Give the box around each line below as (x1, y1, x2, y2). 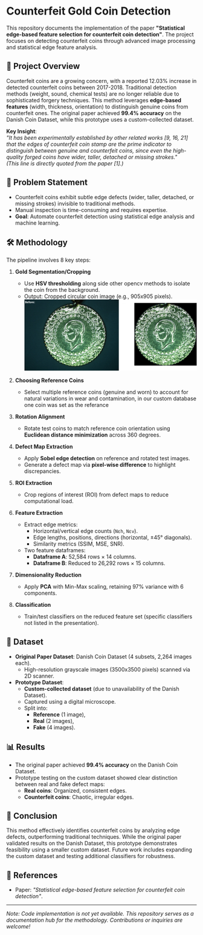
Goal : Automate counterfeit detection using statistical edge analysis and (14, 213, 195, 220)
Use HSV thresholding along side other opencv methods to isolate (24, 280, 190, 287)
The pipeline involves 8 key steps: (6, 256, 91, 264)
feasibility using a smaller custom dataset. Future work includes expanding (6, 846, 192, 853)
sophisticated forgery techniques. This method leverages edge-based (6, 96, 182, 104)
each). (14, 659, 31, 667)
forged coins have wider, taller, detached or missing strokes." (24, 153, 178, 160)
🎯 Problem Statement (6, 177, 88, 188)
